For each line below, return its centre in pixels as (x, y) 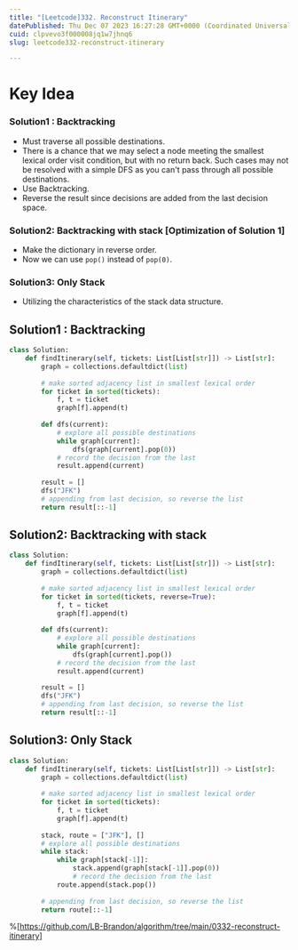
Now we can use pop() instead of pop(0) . (97, 260)
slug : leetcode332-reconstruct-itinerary (87, 42)
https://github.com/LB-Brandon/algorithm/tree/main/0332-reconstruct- (150, 927)
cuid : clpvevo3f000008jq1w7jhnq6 (71, 34)
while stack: (65, 852)
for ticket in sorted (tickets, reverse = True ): (129, 597)
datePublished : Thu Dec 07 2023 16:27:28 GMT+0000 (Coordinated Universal (150, 26)
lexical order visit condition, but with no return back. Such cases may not (155, 160)
